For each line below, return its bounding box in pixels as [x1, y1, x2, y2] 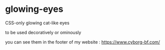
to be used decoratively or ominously [5, 29, 82, 35]
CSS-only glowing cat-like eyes [5, 20, 70, 26]
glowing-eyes [5, 3, 64, 15]
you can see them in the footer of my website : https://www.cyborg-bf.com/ [5, 39, 161, 45]
